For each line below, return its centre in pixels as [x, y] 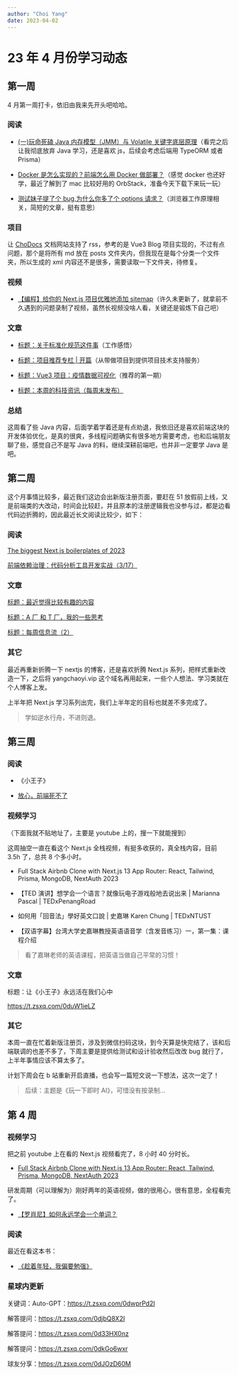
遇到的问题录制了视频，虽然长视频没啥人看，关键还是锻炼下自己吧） [123, 308]
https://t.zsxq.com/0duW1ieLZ [51, 1006]
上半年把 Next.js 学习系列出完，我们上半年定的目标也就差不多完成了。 [109, 702]
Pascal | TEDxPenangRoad [56, 901]
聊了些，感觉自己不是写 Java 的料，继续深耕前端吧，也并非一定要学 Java [114, 445]
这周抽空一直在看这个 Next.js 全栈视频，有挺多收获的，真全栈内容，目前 [112, 848]
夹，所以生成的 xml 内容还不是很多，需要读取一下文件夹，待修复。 [104, 262]
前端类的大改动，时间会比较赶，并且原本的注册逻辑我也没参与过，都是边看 [122, 506]
